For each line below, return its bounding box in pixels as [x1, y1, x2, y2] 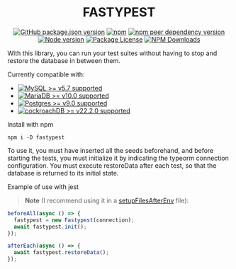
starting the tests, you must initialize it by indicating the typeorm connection [7, 154, 229, 162]
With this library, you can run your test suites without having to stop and [7, 49, 218, 57]
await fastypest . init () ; [13, 223, 87, 230]
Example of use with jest [7, 182, 79, 191]
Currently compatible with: [7, 70, 85, 79]
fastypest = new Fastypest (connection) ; [13, 217, 135, 224]
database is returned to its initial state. [7, 168, 119, 177]
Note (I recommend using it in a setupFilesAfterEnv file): [24, 196, 189, 205]
